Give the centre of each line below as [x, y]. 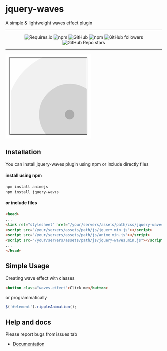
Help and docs [28, 322]
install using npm [24, 175]
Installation [23, 152]
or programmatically [26, 297]
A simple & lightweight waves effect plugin [49, 23]
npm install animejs [27, 187]
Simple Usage [28, 266]
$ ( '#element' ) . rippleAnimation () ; [41, 307]
